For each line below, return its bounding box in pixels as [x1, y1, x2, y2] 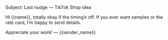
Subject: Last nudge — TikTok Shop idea [5, 5, 91, 10]
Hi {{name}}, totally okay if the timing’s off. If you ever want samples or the [5, 14, 163, 20]
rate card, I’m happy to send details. [5, 20, 81, 25]
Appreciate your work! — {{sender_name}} [5, 29, 96, 35]
